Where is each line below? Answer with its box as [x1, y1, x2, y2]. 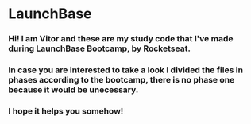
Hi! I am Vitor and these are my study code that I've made [8, 33, 234, 45]
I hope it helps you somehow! [8, 105, 124, 116]
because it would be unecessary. [8, 84, 139, 95]
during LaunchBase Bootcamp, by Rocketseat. [8, 43, 191, 54]
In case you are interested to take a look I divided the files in [8, 64, 244, 76]
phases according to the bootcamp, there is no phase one [8, 75, 235, 86]
